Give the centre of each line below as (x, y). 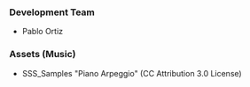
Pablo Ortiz (43, 32)
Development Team (52, 12)
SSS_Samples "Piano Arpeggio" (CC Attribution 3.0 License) (132, 73)
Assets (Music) (43, 54)
